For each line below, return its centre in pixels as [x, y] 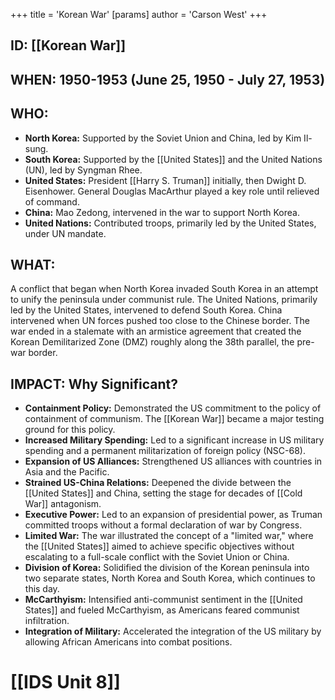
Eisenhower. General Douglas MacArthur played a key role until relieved [172, 191]
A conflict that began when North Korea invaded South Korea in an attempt [164, 289]
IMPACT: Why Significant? [94, 384]
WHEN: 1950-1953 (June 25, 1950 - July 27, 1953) [168, 79]
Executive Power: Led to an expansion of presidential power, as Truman [173, 515]
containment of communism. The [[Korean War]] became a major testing [174, 419]
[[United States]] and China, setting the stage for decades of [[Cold [163, 493]
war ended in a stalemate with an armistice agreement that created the [156, 331]
